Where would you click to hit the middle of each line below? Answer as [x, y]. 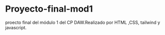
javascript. [16, 27]
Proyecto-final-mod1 [49, 9]
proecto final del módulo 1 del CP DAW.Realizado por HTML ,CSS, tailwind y [83, 22]
